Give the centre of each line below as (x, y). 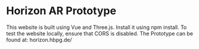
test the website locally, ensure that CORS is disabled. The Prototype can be (100, 33)
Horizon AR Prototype (61, 11)
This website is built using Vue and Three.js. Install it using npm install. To (97, 27)
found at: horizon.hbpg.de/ (39, 40)
